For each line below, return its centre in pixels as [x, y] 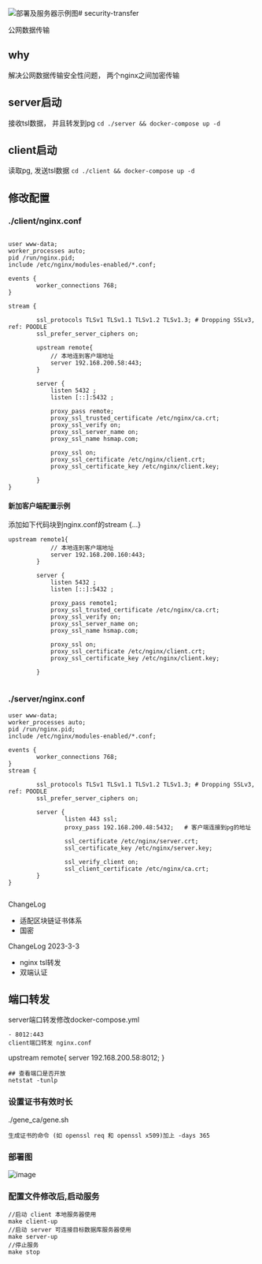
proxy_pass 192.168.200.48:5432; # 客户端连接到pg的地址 [158, 827]
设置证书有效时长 [41, 1102]
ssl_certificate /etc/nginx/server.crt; [131, 841]
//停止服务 [24, 1245]
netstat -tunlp [33, 1081]
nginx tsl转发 [40, 962]
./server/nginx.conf [46, 699]
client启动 [33, 150]
